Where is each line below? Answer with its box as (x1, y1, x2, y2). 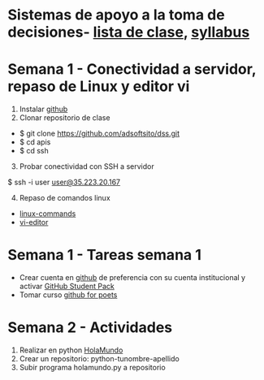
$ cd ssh (19, 146, 50, 156)
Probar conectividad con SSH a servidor (19, 162, 155, 171)
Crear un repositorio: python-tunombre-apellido (19, 354, 180, 363)
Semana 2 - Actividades (7, 318, 173, 337)
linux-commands (19, 209, 76, 218)
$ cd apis (19, 137, 51, 147)
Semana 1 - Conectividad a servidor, (7, 60, 257, 79)
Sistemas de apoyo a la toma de (7, 6, 225, 24)
